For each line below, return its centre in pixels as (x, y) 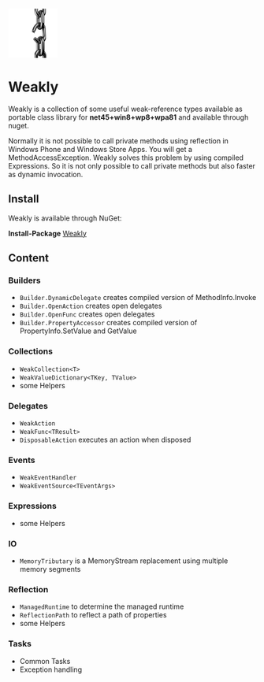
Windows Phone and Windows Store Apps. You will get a (100, 149)
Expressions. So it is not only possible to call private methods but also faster (132, 165)
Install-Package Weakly (47, 233)
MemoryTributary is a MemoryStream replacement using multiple (124, 561)
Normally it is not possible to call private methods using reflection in (118, 141)
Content (29, 258)
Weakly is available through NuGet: (65, 218)
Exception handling (51, 669)
